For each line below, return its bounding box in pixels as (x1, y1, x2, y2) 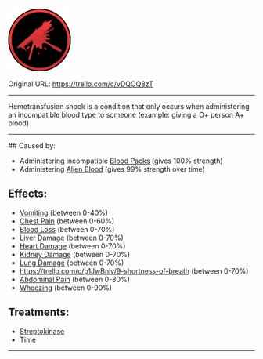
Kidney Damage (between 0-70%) (19, 249, 131, 259)
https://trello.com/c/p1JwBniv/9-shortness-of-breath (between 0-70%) (19, 266, 249, 275)
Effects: (8, 187, 48, 201)
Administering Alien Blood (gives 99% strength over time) (19, 165, 205, 173)
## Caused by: (8, 141, 56, 150)
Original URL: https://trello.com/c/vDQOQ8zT (8, 79, 154, 89)
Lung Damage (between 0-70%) (19, 258, 124, 267)
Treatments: (8, 306, 70, 319)
